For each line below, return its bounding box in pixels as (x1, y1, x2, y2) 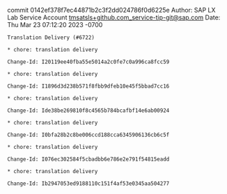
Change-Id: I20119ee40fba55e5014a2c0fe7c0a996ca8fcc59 (7, 58, 170, 65)
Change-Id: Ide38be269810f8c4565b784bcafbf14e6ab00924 (7, 107, 170, 114)
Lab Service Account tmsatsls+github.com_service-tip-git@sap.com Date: (7, 13, 221, 22)
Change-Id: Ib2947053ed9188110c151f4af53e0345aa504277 (7, 180, 170, 187)
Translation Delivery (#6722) (7, 34, 95, 41)
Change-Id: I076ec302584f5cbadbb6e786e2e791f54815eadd (7, 156, 170, 163)
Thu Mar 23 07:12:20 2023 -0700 (7, 21, 103, 29)
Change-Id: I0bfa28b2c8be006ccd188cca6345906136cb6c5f (7, 131, 170, 138)
